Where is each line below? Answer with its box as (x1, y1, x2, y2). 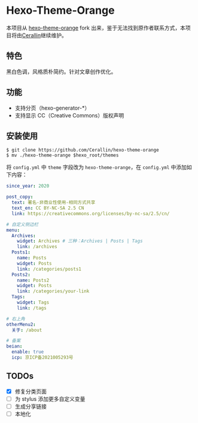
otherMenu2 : (6, 321, 36, 327)
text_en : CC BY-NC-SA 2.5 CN (11, 205, 84, 211)
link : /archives (17, 244, 58, 250)
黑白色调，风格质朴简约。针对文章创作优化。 (6, 68, 117, 75)
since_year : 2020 (6, 183, 50, 189)
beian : (6, 343, 23, 349)
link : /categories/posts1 (17, 266, 82, 272)
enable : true (11, 349, 44, 355)
